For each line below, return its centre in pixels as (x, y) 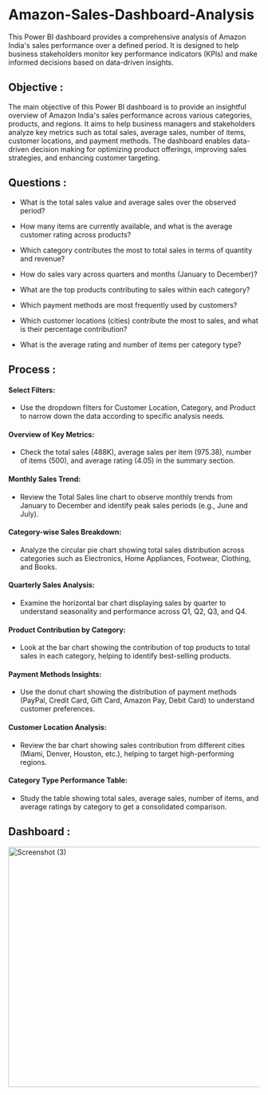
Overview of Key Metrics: (51, 434)
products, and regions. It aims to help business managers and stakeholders (132, 123)
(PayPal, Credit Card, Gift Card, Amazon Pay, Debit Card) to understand (137, 700)
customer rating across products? (75, 234)
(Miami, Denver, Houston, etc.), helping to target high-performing (127, 754)
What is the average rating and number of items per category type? (130, 344)
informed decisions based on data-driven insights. (91, 62)
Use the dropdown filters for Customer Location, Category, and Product (138, 408)
